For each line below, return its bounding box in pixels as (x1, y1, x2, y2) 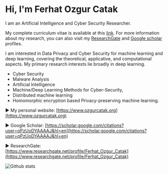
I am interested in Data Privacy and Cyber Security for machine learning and (5, 50, 163, 56)
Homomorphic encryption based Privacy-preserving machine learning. (12, 97, 159, 104)
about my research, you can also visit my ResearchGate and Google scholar (5, 35, 162, 41)
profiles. (5, 40, 23, 46)
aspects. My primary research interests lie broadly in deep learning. (5, 61, 146, 67)
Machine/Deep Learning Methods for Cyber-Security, (12, 86, 124, 93)
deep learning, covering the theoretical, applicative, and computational (5, 55, 152, 61)
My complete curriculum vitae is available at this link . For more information (5, 30, 160, 36)
